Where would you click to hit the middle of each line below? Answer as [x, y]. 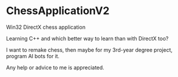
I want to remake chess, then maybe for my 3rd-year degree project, [89, 50]
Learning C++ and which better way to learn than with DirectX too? [88, 38]
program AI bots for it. [33, 56]
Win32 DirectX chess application [46, 27]
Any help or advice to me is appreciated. [55, 67]
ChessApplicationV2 [58, 11]
